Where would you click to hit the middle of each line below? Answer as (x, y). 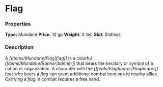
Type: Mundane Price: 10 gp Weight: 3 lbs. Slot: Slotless (63, 34)
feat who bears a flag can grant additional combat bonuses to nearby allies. (81, 74)
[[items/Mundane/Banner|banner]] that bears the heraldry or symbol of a (79, 63)
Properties (18, 24)
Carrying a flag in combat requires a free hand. (53, 79)
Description (19, 47)
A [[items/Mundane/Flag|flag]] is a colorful (49, 58)
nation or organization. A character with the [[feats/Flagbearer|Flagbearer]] (81, 68)
